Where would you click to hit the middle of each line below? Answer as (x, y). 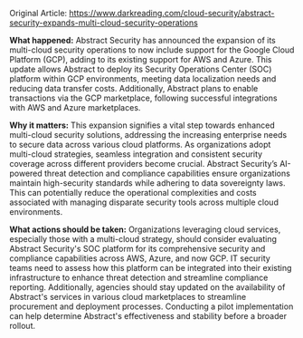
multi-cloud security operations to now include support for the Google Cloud (152, 50)
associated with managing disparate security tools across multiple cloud (144, 202)
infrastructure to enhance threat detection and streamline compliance (139, 277)
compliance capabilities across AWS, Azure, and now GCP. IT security (140, 258)
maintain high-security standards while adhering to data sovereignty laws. (147, 183)
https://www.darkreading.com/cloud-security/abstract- (172, 13)
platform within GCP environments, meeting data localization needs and (143, 79)
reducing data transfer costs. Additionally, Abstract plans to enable (134, 88)
